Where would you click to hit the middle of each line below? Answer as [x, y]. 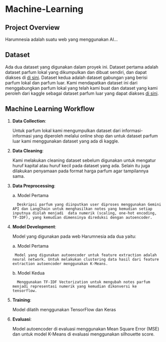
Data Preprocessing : [34, 186]
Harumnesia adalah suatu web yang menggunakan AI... [61, 39]
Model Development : [34, 226]
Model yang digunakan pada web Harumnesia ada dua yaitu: [74, 236]
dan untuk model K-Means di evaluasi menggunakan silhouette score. [83, 334]
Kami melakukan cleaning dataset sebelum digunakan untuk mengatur [84, 160]
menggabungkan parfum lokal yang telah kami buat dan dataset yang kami [81, 88]
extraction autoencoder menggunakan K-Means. [60, 264]
